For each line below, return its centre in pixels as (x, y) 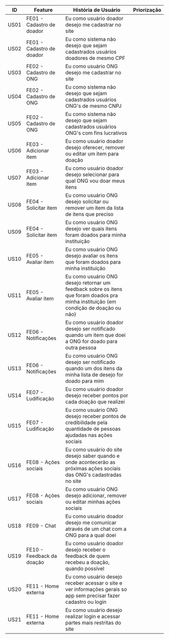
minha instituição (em (91, 302)
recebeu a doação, (87, 562)
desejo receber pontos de (96, 416)
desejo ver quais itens (91, 229)
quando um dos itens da (94, 368)
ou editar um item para (92, 154)
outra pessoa (81, 348)
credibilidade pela (86, 422)
